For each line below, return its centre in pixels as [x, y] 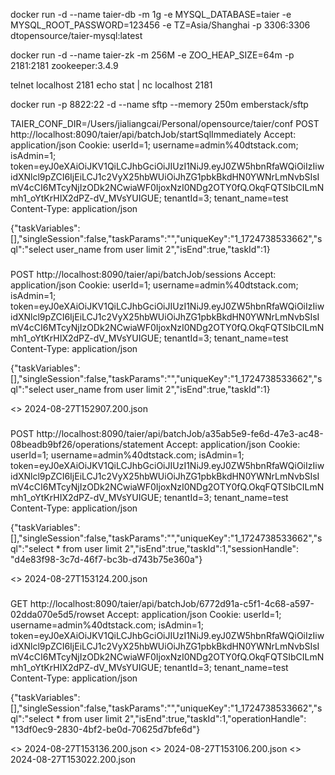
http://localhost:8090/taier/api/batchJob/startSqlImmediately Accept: [153, 134]
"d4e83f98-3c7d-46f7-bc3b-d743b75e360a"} [106, 559]
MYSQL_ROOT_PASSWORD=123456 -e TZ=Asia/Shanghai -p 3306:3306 [160, 25]
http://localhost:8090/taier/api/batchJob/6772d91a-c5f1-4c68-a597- [172, 603]
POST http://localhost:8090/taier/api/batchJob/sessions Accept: [143, 274]
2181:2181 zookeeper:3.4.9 [64, 65]
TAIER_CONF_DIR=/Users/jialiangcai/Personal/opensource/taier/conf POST [165, 123]
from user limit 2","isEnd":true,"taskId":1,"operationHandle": [184, 718]
